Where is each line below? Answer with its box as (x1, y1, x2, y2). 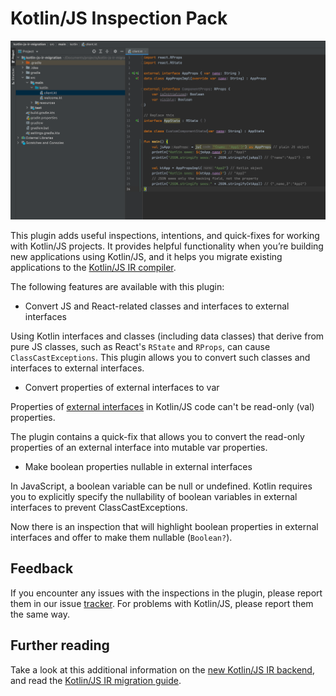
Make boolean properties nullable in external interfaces (24, 460, 253, 472)
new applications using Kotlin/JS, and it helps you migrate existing (10, 250, 283, 262)
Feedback (10, 560, 74, 577)
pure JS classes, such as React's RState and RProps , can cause (10, 340, 271, 352)
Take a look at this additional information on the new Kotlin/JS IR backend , (10, 663, 315, 676)
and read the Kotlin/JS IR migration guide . (10, 674, 182, 686)
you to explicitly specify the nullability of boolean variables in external (10, 490, 298, 502)
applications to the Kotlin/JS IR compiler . (10, 261, 177, 273)
